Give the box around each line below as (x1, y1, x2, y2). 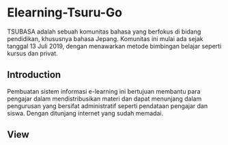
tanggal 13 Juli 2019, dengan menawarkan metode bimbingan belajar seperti (7, 42, 222, 50)
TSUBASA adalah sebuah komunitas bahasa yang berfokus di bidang (7, 27, 201, 36)
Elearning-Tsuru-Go (7, 5, 123, 21)
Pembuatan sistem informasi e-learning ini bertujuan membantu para (7, 87, 201, 95)
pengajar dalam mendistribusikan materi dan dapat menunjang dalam (7, 94, 202, 103)
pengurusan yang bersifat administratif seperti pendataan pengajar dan (7, 101, 208, 110)
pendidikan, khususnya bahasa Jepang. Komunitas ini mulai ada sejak (7, 34, 203, 42)
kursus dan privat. (7, 49, 58, 57)
